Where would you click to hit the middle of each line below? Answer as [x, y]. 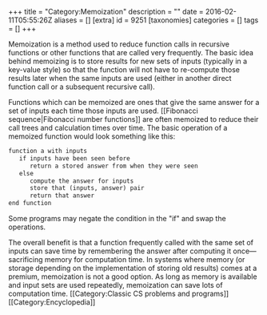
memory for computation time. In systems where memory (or [145, 259]
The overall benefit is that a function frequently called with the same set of [131, 242]
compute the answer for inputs [82, 181]
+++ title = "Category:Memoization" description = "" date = [106, 12]
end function [30, 204]
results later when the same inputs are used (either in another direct [120, 78]
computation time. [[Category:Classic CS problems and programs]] [119, 293]
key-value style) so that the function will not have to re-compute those [124, 70]
